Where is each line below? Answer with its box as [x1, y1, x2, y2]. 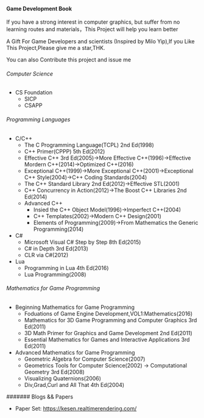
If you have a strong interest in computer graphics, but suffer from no [6, 18, 180, 26]
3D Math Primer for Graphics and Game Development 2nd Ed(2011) [24, 329, 193, 336]
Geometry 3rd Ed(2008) [24, 368, 85, 375]
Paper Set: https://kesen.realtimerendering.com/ [15, 405, 137, 412]
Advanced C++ [24, 199, 63, 207]
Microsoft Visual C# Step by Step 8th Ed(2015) [24, 238, 141, 246]
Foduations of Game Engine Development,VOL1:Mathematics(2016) [24, 310, 193, 317]
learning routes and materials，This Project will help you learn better [6, 26, 178, 33]
